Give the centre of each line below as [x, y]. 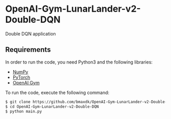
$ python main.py [24, 111]
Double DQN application [31, 34]
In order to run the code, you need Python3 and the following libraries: [79, 62]
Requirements [28, 50]
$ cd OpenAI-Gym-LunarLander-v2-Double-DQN [52, 107]
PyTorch [21, 77]
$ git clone [18, 102]
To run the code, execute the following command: [57, 93]
